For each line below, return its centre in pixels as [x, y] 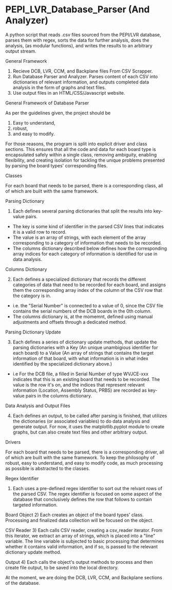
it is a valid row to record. [40, 232]
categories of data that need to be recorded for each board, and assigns [89, 285]
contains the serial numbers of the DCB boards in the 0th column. [82, 311]
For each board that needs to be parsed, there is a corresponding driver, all [85, 452]
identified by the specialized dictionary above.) [62, 363]
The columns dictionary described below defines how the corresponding [90, 248]
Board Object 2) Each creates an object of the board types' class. [74, 515]
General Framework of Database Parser [47, 103]
